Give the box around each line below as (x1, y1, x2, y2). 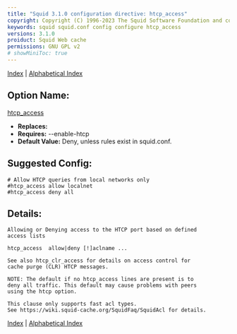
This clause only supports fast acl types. (7, 301, 138, 308)
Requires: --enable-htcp (17, 129, 90, 138)
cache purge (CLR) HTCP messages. (7, 263, 109, 270)
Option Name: (7, 90, 70, 102)
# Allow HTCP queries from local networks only (7, 176, 150, 184)
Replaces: (17, 121, 48, 131)
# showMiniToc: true (7, 50, 68, 57)
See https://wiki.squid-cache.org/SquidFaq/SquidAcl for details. (7, 306, 207, 314)
